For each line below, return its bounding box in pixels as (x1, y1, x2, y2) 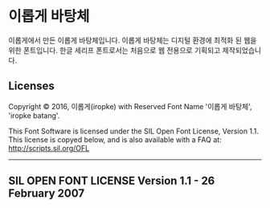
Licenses (8, 80, 55, 93)
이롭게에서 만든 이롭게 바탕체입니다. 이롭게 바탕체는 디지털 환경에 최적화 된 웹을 (8, 35, 257, 45)
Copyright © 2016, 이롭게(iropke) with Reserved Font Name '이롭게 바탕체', (8, 101, 252, 111)
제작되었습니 (222, 45, 262, 55)
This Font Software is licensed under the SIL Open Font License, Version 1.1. (8, 126, 260, 136)
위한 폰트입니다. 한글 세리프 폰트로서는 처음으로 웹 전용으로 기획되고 (8, 45, 221, 55)
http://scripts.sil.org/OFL (8, 143, 90, 153)
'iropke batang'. (8, 110, 60, 120)
